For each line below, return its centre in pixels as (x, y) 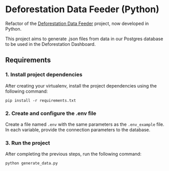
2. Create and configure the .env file (51, 113)
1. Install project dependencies (44, 75)
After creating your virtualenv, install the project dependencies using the (81, 85)
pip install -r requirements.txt (41, 100)
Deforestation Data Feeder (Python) (82, 9)
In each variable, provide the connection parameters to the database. (78, 130)
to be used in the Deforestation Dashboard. (50, 44)
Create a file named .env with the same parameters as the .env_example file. (85, 124)
